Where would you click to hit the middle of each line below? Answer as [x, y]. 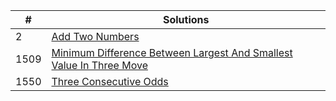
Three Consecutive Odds [110, 81]
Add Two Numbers [95, 36]
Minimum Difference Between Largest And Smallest [172, 52]
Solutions [186, 19]
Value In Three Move [99, 65]
